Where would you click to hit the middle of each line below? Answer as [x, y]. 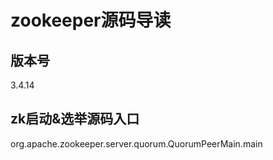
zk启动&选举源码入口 [75, 119]
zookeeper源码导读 [91, 20]
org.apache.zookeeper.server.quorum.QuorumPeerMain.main [136, 143]
